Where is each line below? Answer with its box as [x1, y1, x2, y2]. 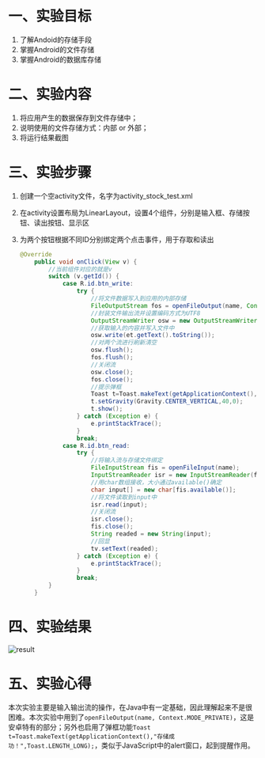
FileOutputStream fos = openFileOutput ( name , [90, 301, 244, 309]
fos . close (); [90, 375, 134, 384]
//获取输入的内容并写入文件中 [90, 324, 175, 332]
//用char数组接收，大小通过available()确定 [90, 478, 222, 487]
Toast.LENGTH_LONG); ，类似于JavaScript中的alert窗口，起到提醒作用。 [27, 741, 255, 750]
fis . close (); [90, 523, 134, 531]
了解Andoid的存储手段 [19, 35, 93, 44]
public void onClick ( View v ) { [34, 258, 138, 266]
